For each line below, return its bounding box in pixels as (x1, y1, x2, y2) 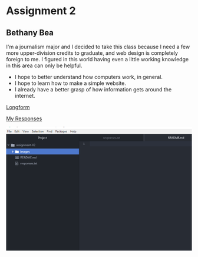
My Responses (6, 115, 42, 122)
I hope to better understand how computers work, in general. (14, 74, 163, 80)
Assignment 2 (6, 4, 76, 18)
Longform (6, 104, 31, 110)
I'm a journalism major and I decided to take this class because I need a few (6, 43, 190, 50)
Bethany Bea (6, 28, 54, 38)
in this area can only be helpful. (6, 62, 82, 69)
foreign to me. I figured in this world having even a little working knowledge (6, 56, 189, 62)
